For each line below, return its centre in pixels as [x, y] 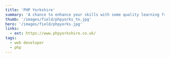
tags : [11, 38]
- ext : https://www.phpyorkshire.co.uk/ [53, 33]
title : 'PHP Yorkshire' [30, 10]
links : [12, 29]
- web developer [27, 43]
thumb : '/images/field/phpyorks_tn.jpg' [49, 19]
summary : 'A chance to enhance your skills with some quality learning [82, 15]
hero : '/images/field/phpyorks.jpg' [44, 24]
